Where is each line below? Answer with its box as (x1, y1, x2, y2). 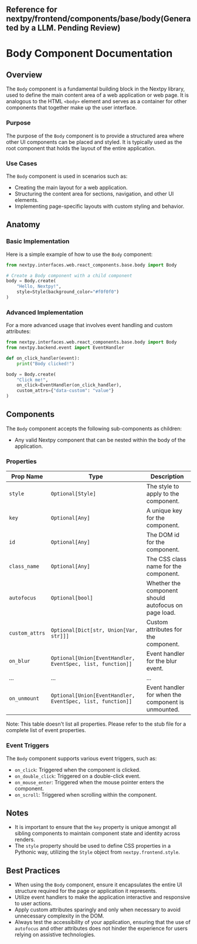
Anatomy (6, 220, 40, 230)
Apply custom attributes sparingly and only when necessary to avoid (14, 906, 181, 913)
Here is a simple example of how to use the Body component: (6, 251, 153, 258)
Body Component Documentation (6, 46, 173, 60)
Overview (6, 70, 43, 80)
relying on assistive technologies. (14, 931, 96, 938)
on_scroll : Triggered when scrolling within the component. (14, 791, 157, 798)
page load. (146, 609, 176, 617)
